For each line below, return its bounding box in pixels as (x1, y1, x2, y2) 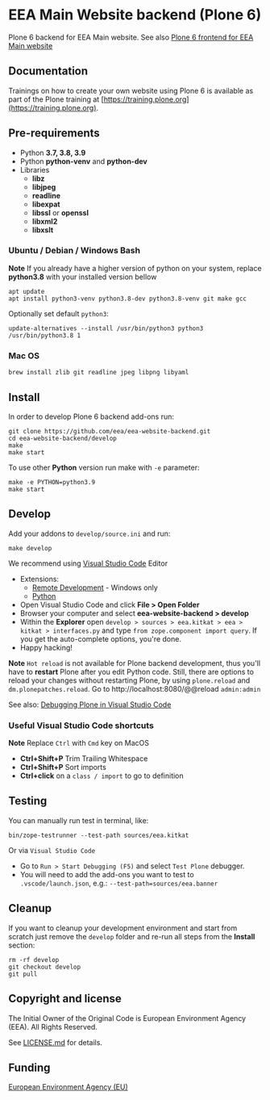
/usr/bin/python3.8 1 (8, 331, 81, 340)
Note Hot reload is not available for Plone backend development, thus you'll (8, 658, 260, 667)
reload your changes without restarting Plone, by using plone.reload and (8, 675, 251, 685)
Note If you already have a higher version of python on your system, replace (8, 263, 262, 273)
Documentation (8, 65, 89, 78)
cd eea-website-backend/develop (8, 434, 117, 442)
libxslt (31, 224, 54, 235)
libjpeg (31, 182, 56, 191)
